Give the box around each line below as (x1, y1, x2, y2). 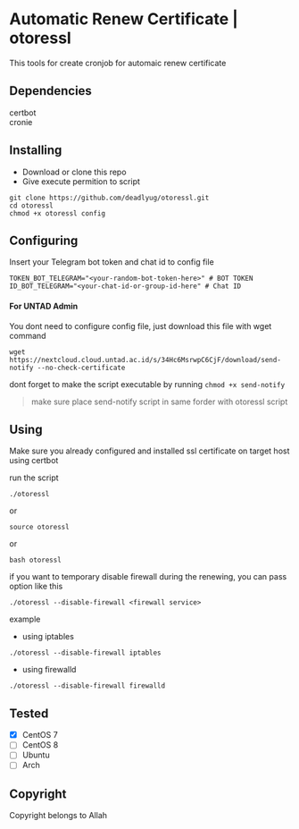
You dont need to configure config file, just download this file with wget (9, 320, 272, 331)
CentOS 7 (21, 730, 58, 740)
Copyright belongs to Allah (9, 810, 108, 821)
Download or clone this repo (21, 166, 127, 177)
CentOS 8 (21, 740, 59, 750)
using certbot (9, 455, 59, 466)
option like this (9, 581, 63, 592)
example (9, 613, 41, 625)
